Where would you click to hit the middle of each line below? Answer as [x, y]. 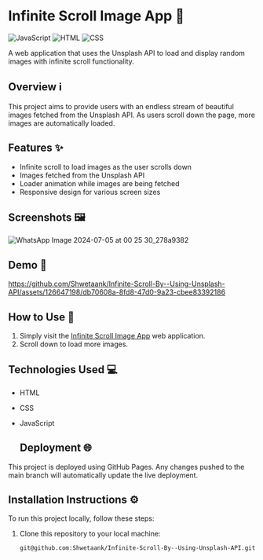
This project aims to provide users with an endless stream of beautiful [121, 106]
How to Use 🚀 [41, 317]
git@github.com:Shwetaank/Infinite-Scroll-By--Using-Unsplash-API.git [137, 548]
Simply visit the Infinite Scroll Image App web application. [112, 336]
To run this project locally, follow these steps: [81, 518]
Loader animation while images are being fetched [99, 183]
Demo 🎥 [27, 265]
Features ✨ [36, 148]
